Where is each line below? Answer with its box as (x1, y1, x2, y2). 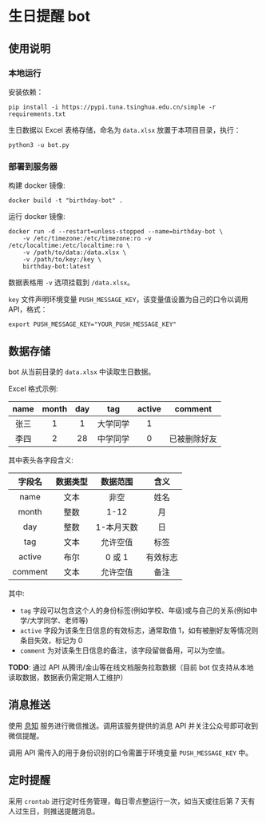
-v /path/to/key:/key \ (22, 256, 102, 264)
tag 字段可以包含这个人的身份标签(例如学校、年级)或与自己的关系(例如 (19, 605, 251, 615)
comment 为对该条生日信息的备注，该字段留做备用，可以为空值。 (19, 645, 229, 655)
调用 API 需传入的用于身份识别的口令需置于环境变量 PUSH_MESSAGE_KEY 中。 (8, 748, 253, 757)
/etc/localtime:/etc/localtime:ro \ (8, 241, 130, 250)
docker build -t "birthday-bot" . (8, 197, 124, 205)
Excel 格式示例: (8, 384, 58, 393)
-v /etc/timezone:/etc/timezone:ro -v (22, 235, 152, 243)
